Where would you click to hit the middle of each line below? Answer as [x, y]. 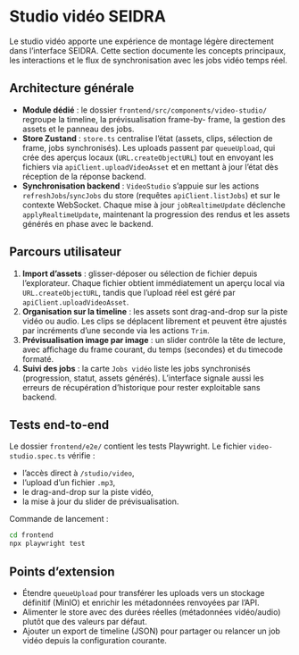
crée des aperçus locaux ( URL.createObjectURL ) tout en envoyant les [148, 157]
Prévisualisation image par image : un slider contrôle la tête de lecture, [154, 340]
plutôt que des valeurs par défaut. [84, 621]
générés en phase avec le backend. [87, 223]
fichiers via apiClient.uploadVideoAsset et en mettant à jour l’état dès [150, 166]
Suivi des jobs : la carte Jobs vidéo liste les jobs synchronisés [137, 368]
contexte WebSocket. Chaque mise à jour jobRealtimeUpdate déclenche [154, 205]
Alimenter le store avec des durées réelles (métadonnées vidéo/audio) [151, 612]
